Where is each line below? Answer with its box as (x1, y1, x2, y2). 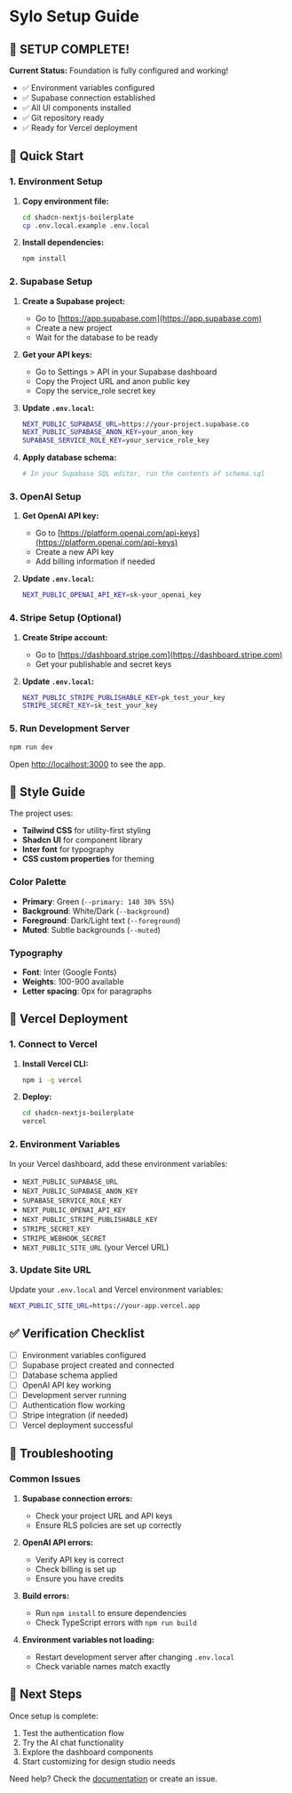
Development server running (21, 1389, 127, 1400)
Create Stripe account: (21, 631, 108, 642)
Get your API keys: (21, 349, 93, 359)
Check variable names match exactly (35, 1660, 171, 1671)
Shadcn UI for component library (21, 834, 144, 846)
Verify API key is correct (35, 1554, 124, 1564)
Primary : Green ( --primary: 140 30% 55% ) (21, 896, 175, 906)
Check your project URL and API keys (35, 1510, 173, 1521)
